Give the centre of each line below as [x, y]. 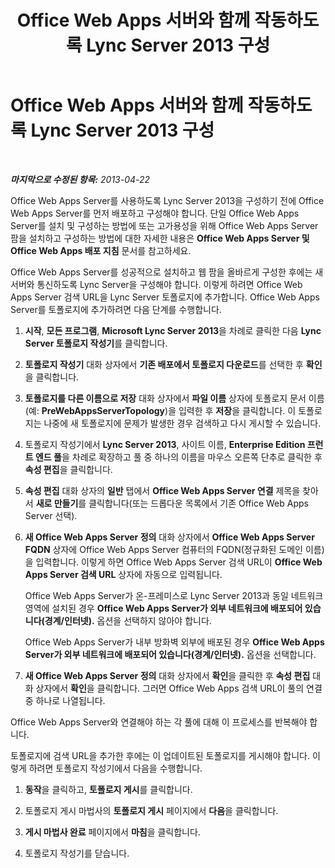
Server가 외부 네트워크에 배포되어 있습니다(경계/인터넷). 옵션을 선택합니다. [170, 654]
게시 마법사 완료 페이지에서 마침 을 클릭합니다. [112, 832]
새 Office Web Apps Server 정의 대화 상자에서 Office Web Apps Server [169, 537]
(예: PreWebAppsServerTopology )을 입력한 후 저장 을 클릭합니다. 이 [160, 410]
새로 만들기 [57, 503]
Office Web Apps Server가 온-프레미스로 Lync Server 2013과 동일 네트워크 [174, 595]
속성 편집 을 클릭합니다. [68, 469]
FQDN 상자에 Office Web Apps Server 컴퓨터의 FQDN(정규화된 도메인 [163, 549]
